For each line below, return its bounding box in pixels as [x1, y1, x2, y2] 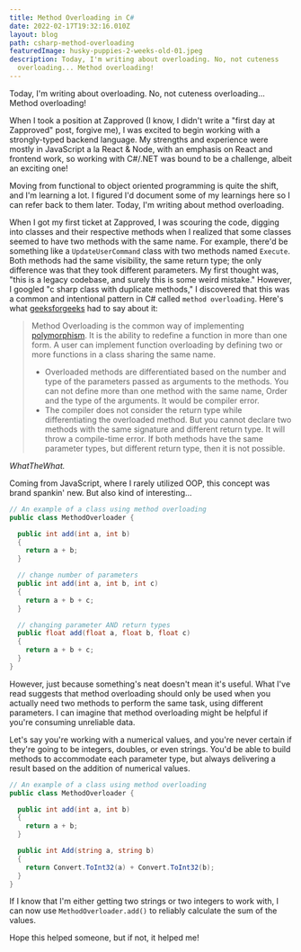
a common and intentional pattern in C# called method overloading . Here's [9, 293, 284, 304]
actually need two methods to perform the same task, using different [9, 697, 263, 708]
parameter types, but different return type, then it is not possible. [44, 443, 286, 454]
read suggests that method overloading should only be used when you [9, 687, 271, 698]
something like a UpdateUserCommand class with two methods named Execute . [9, 245, 290, 256]
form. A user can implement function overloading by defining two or [31, 339, 283, 350]
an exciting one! [9, 163, 69, 174]
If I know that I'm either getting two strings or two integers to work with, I [9, 896, 279, 907]
